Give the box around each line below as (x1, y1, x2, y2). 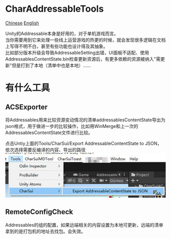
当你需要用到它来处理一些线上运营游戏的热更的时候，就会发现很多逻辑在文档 (5, 37, 166, 43)
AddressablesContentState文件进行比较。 (5, 129, 93, 136)
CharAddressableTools (5, 3, 104, 15)
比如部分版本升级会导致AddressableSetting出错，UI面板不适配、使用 (5, 49, 149, 56)
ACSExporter (5, 102, 48, 111)
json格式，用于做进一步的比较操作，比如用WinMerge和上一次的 (5, 123, 138, 129)
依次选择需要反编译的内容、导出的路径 (5, 146, 85, 153)
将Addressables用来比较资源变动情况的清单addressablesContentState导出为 (5, 117, 165, 123)
